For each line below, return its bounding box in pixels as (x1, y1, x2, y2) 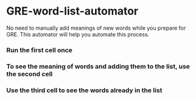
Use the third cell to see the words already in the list (6, 86, 163, 95)
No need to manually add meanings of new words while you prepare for (6, 24, 186, 32)
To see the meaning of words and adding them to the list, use (6, 62, 191, 70)
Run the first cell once (6, 45, 73, 54)
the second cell (6, 70, 53, 78)
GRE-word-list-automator (6, 4, 139, 18)
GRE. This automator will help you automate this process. (6, 30, 150, 38)
